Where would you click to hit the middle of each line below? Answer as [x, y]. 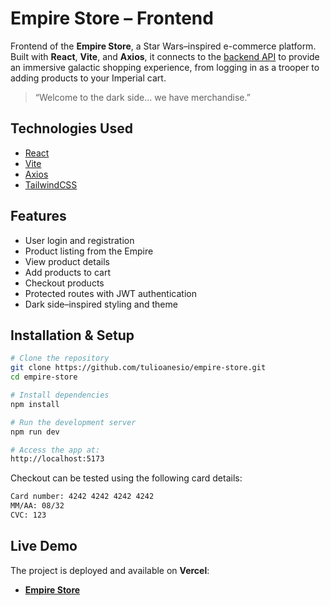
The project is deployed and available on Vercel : [110, 570]
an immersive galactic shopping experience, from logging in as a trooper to [165, 67]
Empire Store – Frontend [112, 18]
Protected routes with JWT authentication [110, 293]
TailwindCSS [51, 184]
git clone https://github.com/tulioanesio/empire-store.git [138, 368]
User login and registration [79, 240]
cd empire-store [44, 377]
